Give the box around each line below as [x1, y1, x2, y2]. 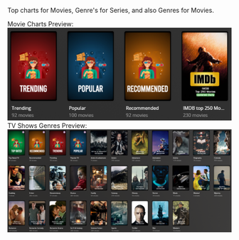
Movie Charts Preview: [7, 20, 74, 28]
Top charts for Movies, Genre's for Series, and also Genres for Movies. [7, 6, 215, 14]
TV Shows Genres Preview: [7, 121, 87, 130]
